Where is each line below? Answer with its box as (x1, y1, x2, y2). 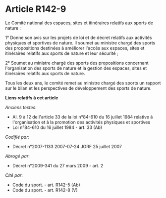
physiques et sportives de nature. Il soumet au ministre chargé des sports (5, 40, 156, 45)
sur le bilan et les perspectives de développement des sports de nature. (5, 85, 152, 91)
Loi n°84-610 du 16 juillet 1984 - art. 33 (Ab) (12, 124, 103, 130)
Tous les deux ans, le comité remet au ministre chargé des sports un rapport (5, 80, 161, 86)
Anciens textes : (5, 104, 37, 110)
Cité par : (5, 172, 23, 178)
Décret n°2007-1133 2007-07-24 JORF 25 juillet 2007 (12, 143, 122, 149)
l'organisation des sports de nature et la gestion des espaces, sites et (5, 65, 147, 71)
